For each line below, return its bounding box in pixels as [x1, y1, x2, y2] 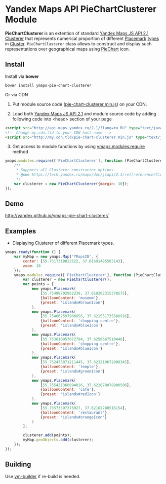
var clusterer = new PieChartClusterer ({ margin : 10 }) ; [14, 181, 129, 186]
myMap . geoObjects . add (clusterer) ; [23, 438, 94, 443]
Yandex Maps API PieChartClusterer [5, 3, 157, 15]
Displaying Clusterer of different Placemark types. [12, 240, 115, 246]
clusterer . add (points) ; [23, 433, 72, 438]
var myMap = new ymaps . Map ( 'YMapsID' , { [14, 254, 98, 259]
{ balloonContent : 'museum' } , [40, 295, 100, 300]
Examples [5, 227, 36, 235]
